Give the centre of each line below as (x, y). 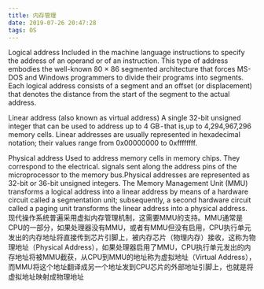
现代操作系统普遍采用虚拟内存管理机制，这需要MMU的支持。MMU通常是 (126, 218)
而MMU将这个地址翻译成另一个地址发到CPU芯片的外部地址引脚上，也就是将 (131, 267)
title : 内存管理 (32, 15)
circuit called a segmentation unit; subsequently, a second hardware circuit (130, 200)
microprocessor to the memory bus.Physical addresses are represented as (129, 175)
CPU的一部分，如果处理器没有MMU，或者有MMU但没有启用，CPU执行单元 (130, 228)
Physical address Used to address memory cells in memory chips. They (124, 158)
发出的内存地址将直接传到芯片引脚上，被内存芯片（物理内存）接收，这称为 (128, 238)
